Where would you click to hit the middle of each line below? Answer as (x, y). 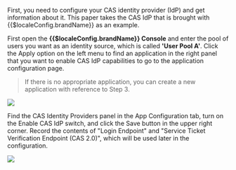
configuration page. (36, 68)
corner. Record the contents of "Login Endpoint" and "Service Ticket (106, 131)
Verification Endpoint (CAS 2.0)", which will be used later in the (98, 138)
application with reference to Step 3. (77, 89)
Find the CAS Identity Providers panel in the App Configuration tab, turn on (115, 116)
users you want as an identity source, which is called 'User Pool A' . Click (113, 46)
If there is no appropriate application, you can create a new (110, 82)
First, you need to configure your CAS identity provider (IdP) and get (106, 10)
